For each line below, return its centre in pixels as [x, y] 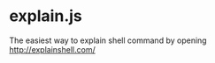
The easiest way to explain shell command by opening [108, 40]
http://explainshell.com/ [52, 49]
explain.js [46, 16]
